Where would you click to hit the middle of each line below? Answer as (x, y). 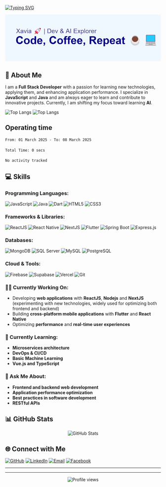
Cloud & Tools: (23, 264)
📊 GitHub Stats (29, 419)
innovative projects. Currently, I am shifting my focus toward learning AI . (79, 103)
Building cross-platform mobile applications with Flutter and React (82, 314)
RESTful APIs (26, 403)
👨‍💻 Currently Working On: (37, 287)
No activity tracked (26, 161)
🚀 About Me (23, 75)
